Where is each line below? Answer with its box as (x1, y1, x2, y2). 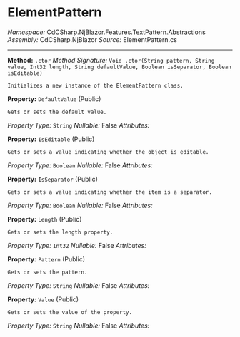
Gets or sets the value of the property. (7, 309, 133, 316)
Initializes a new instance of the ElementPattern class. (7, 82, 184, 89)
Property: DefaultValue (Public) (7, 94, 101, 103)
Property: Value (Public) (7, 295, 79, 304)
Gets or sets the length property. (7, 229, 114, 236)
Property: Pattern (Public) (7, 254, 86, 264)
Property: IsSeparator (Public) (7, 175, 99, 183)
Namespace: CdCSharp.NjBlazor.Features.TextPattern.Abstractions (7, 28, 206, 36)
